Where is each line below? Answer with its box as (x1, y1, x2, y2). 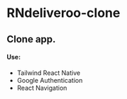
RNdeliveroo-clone (6, 5, 121, 21)
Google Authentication (16, 76, 83, 84)
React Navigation (16, 83, 67, 92)
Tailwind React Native (16, 69, 81, 77)
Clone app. (6, 33, 56, 45)
